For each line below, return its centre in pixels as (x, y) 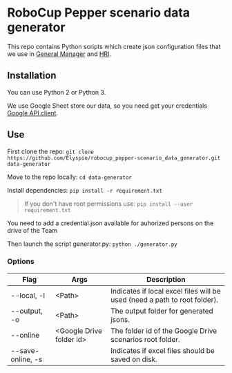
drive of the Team (32, 230)
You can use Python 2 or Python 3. (57, 92)
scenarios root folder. (145, 339)
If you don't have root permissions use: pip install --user (108, 203)
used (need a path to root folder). (164, 300)
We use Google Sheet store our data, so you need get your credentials (107, 106)
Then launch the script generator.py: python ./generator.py (92, 244)
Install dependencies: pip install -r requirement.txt (85, 190)
